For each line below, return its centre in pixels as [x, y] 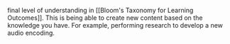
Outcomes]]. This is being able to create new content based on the [105, 18]
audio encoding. [31, 33]
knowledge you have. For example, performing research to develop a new [115, 25]
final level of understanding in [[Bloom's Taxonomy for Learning [100, 10]
